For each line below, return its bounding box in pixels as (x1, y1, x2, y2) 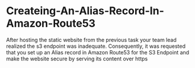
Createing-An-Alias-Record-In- (6, 4, 165, 18)
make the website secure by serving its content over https (6, 55, 148, 62)
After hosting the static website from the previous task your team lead (6, 36, 177, 43)
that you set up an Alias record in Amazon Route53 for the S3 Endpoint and (6, 48, 190, 56)
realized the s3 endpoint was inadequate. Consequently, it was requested (6, 43, 186, 50)
